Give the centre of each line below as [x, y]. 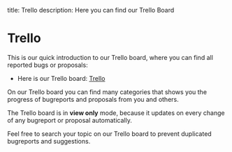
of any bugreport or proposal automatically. [70, 120]
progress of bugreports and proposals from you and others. [93, 99]
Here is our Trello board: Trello [61, 78]
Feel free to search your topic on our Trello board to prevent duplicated [109, 134]
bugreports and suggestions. [49, 141]
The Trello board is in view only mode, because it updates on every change [116, 113]
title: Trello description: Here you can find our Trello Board [91, 10]
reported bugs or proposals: [48, 65]
